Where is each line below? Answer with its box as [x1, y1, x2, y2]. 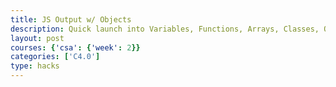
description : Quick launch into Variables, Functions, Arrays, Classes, [10, 24, 320, 34]
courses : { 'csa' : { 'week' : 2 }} [10, 42, 141, 53]
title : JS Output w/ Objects [10, 14, 132, 25]
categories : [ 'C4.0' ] [10, 52, 101, 62]
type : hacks [10, 61, 60, 71]
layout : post [10, 33, 65, 43]
